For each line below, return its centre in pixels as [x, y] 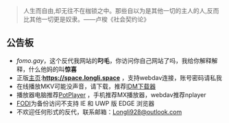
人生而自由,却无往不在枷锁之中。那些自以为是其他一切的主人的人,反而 [121, 11]
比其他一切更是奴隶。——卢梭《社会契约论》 [86, 19]
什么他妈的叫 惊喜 [52, 69]
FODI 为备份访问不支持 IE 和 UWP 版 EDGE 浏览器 [85, 103]
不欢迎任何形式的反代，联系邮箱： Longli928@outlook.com [99, 111]
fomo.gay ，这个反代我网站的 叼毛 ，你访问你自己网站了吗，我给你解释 [114, 60]
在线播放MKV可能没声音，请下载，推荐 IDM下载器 [86, 86]
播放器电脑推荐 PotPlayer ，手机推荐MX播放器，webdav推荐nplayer [111, 94]
